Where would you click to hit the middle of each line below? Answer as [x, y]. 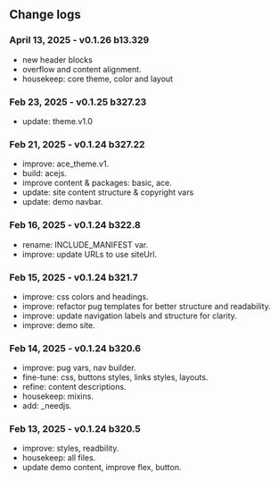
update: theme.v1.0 [57, 121]
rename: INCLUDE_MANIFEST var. [85, 244]
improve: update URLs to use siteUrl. [90, 254]
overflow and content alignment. [82, 69]
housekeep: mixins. [57, 396]
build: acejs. [44, 173]
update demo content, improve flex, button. [102, 468]
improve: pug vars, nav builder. [79, 368]
